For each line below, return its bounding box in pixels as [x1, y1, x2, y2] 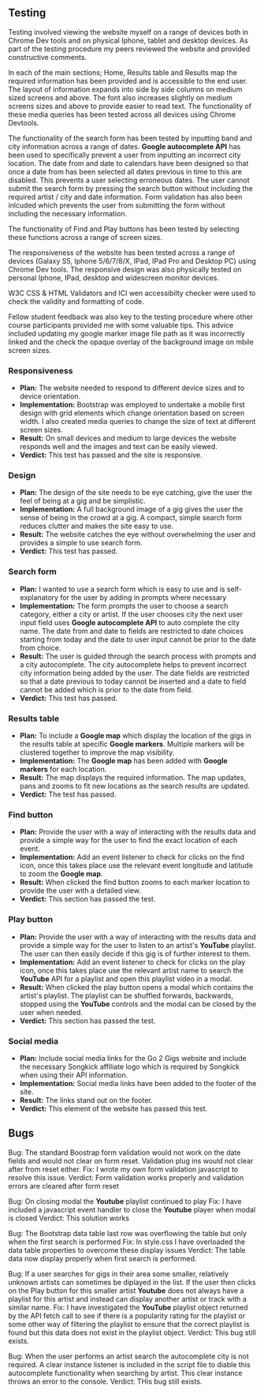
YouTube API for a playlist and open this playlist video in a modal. [19, 974, 232, 984]
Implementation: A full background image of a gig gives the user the [19, 504, 244, 514]
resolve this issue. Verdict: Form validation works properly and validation [8, 1172, 244, 1182]
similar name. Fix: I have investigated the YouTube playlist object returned [8, 1302, 248, 1312]
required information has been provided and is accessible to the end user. [8, 76, 248, 85]
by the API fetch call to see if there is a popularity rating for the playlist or [8, 1310, 246, 1321]
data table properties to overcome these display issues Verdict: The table [8, 1245, 246, 1254]
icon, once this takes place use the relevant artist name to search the [19, 965, 244, 975]
